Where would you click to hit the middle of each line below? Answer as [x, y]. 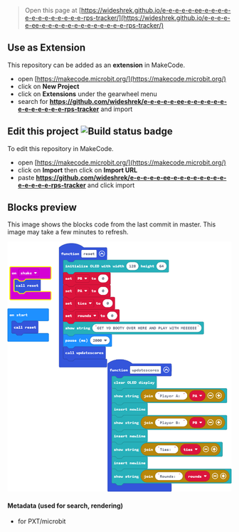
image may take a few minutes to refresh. [68, 232]
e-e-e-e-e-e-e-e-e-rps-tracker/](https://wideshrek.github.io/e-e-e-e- [128, 18]
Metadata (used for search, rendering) [65, 506]
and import [117, 109]
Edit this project [43, 131]
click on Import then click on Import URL [78, 169]
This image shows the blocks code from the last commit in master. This [112, 224]
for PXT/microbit [42, 521]
